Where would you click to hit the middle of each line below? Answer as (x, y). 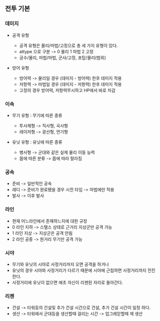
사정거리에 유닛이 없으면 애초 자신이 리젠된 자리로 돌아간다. (67, 282)
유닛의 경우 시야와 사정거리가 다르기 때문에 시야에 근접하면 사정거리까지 (79, 270)
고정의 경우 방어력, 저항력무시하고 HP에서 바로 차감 (67, 90)
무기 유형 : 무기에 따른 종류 (37, 115)
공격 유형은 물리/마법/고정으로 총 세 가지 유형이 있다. (68, 46)
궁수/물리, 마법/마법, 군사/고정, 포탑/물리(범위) (63, 58)
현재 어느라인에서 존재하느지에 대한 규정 (50, 221)
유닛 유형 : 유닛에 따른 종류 (37, 142)
